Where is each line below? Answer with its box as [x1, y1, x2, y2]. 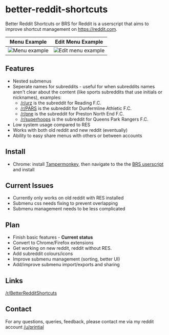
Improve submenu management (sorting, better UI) [12, 256, 120, 262]
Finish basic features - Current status [12, 234, 93, 241]
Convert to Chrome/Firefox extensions [12, 240, 94, 246]
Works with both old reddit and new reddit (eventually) [12, 127, 128, 133]
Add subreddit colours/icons [12, 250, 73, 257]
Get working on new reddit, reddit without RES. [12, 245, 112, 251]
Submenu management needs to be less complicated [12, 206, 125, 212]
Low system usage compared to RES [12, 122, 91, 128]
